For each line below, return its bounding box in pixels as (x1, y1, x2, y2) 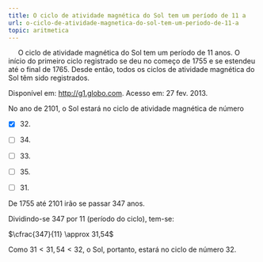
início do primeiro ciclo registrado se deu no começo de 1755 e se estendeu (8, 56, 256, 66)
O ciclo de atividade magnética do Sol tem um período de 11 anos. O (17, 48, 240, 58)
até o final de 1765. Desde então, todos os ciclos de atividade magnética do (8, 65, 255, 74)
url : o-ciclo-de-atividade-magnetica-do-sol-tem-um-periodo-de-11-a (8, 19, 239, 27)
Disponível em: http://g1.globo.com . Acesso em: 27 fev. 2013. (8, 89, 208, 98)
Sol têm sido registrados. (8, 73, 90, 83)
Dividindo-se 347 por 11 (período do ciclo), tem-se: (8, 214, 174, 223)
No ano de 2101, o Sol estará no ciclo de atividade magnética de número (8, 104, 244, 113)
